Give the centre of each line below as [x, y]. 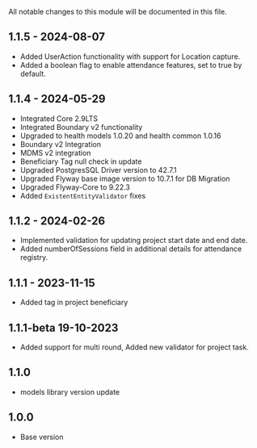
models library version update [70, 391]
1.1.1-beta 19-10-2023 [63, 327]
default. [33, 73]
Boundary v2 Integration [60, 144]
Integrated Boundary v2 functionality [81, 127]
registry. [34, 257]
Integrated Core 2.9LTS [59, 118]
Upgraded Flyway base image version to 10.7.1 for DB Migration [125, 178]
